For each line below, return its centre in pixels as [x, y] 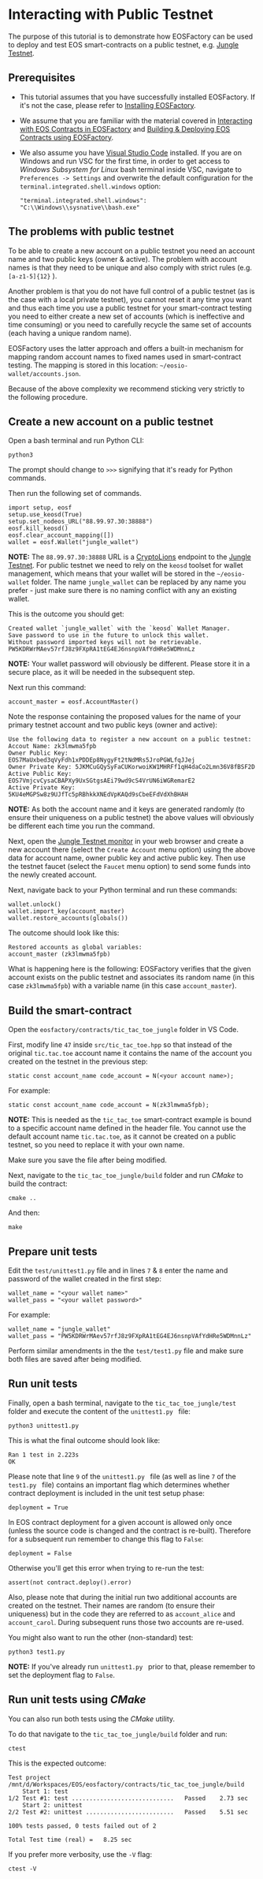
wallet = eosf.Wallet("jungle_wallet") [74, 542]
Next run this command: [47, 688]
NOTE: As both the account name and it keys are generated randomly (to [127, 809]
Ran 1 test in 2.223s [44, 1455]
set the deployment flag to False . [62, 1675]
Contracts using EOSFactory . [67, 137]
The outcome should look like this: [64, 933]
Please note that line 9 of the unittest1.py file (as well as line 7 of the [122, 1476]
